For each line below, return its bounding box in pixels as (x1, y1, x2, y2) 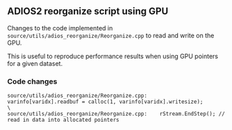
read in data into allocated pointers (7, 117, 119, 124)
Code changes (7, 76, 58, 86)
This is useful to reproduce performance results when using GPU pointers (7, 52, 219, 60)
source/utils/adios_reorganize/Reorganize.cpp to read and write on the (7, 31, 215, 39)
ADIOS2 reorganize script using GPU (7, 6, 169, 17)
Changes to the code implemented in (7, 24, 113, 32)
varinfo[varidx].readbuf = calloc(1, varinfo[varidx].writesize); (7, 98, 204, 106)
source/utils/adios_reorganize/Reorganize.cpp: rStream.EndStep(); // (7, 111, 226, 118)
